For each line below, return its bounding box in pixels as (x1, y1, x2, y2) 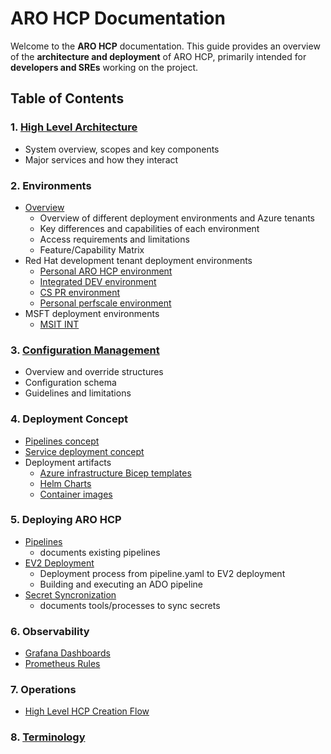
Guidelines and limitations (24, 387, 132, 399)
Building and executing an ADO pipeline (39, 578, 203, 590)
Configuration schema (24, 377, 117, 389)
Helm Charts (39, 477, 92, 489)
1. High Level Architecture (10, 120, 138, 134)
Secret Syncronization (24, 588, 117, 601)
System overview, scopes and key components (24, 143, 220, 155)
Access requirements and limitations (39, 233, 190, 245)
